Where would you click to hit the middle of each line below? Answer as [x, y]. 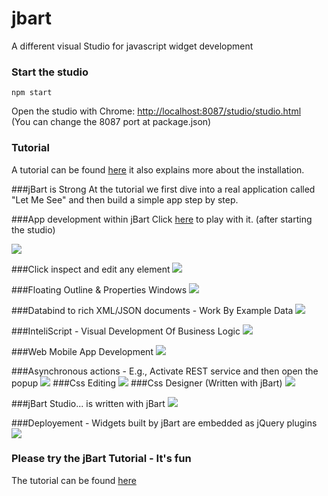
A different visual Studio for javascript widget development [132, 46]
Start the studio [50, 72]
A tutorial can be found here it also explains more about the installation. [158, 169]
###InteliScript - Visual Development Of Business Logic [126, 331]
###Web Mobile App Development [82, 351]
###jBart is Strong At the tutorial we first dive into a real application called [163, 189]
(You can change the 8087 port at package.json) [111, 122]
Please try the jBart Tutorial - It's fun [101, 459]
